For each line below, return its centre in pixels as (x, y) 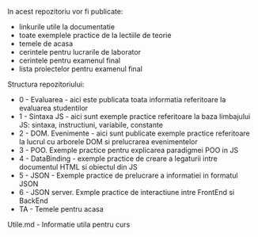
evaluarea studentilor (53, 108)
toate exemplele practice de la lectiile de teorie (95, 35)
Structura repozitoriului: (46, 84)
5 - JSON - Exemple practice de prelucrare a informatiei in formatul (128, 175)
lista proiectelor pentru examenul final (81, 69)
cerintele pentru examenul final (69, 60)
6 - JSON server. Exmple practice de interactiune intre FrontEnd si (127, 192)
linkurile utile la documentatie (67, 27)
